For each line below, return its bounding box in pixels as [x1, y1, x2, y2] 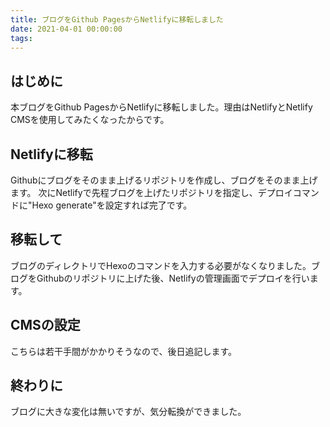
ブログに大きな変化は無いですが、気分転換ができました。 [10, 406, 247, 418]
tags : [10, 33, 33, 43]
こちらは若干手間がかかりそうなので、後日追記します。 [10, 345, 238, 357]
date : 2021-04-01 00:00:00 [10, 24, 123, 34]
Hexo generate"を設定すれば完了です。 [31, 199, 193, 211]
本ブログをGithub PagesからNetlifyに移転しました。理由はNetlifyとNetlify [10, 101, 313, 113]
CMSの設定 [10, 317, 81, 334]
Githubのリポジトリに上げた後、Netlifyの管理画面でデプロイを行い [36, 272, 310, 284]
